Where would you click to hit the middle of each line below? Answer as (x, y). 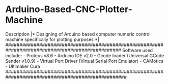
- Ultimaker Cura (23, 66)
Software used (137, 50)
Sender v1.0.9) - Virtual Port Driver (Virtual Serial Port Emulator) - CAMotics (84, 61)
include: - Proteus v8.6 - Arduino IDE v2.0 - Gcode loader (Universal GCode (85, 55)
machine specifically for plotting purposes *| (52, 39)
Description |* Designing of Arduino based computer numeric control (78, 34)
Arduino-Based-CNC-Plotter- (69, 9)
